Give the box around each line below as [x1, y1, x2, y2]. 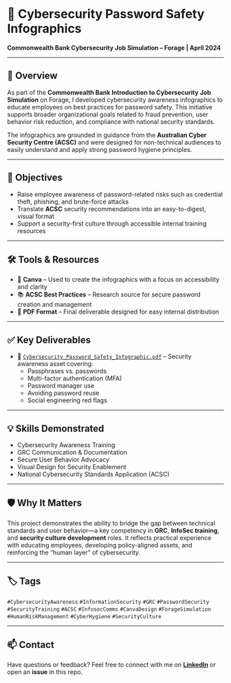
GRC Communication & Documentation [16, 448, 127, 456]
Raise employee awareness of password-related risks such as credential [16, 190, 223, 198]
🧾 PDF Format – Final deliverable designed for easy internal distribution [16, 307, 219, 316]
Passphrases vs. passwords [27, 367, 107, 376]
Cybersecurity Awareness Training [16, 441, 115, 449]
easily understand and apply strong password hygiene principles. [7, 145, 192, 153]
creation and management [16, 301, 92, 309]
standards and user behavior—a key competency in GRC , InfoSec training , [7, 526, 220, 534]
